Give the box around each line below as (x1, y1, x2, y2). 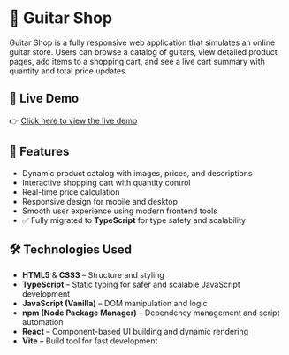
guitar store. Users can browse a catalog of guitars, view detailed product (9, 46, 278, 57)
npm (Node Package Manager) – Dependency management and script (21, 307, 280, 318)
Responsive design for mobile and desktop (21, 196, 179, 206)
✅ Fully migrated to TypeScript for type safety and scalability (21, 214, 246, 225)
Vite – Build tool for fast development (21, 336, 158, 346)
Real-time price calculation (21, 186, 120, 197)
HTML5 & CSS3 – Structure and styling (21, 270, 165, 281)
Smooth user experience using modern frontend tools (21, 205, 218, 216)
